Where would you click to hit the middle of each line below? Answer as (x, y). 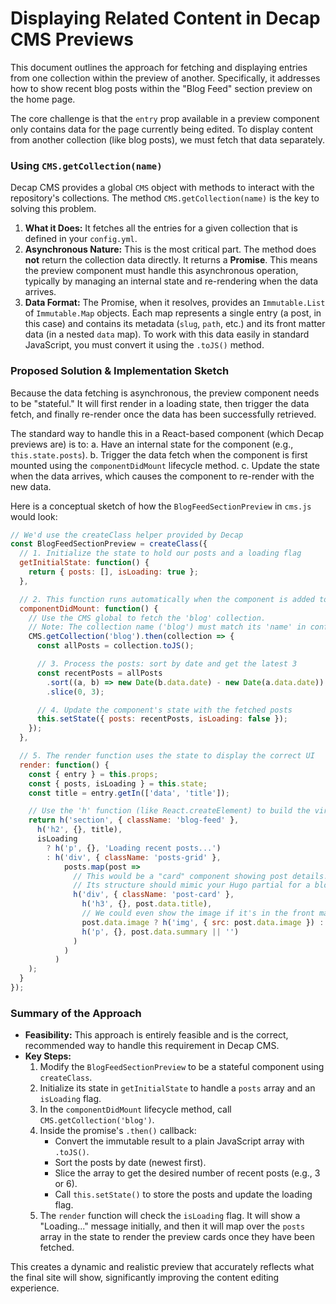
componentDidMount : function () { (89, 608)
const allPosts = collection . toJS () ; (115, 646)
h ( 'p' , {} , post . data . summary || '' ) (160, 932)
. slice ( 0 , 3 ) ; (75, 692)
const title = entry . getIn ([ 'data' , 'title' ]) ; (129, 793)
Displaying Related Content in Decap (165, 18)
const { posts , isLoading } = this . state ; (118, 783)
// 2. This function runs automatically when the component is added (167, 599)
